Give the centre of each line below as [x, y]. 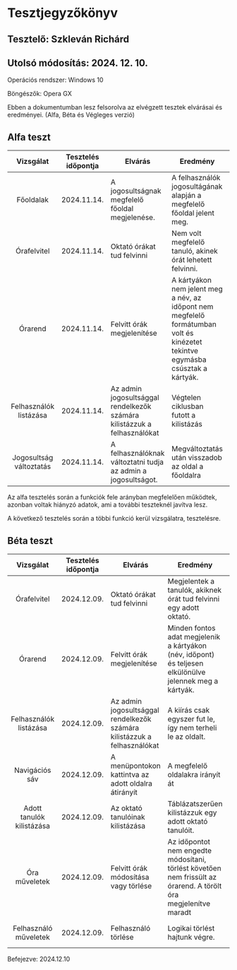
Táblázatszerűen [195, 804]
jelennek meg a [193, 681]
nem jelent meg [197, 289]
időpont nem [193, 307]
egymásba [189, 360]
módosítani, [187, 860]
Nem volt [187, 233]
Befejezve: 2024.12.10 [39, 959]
